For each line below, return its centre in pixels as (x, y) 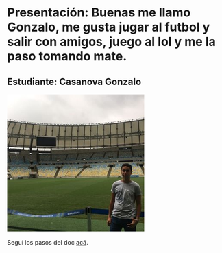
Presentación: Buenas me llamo (99, 13)
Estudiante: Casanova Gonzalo (74, 81)
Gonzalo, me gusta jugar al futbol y (109, 27)
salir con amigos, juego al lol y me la (111, 42)
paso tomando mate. (67, 57)
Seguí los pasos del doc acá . (48, 242)
